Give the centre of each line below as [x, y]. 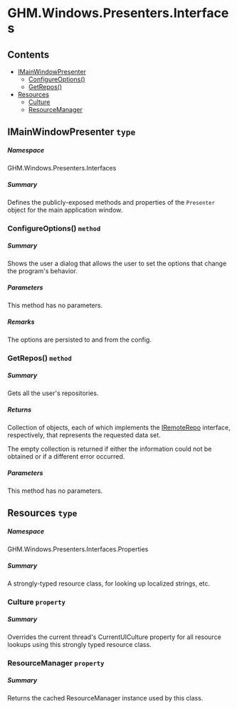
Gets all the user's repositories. [53, 393]
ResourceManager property [56, 663]
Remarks [21, 322]
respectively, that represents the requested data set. [84, 435]
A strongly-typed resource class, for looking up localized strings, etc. [109, 583]
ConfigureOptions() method [54, 228]
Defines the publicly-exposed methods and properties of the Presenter [111, 203]
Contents [28, 55]
